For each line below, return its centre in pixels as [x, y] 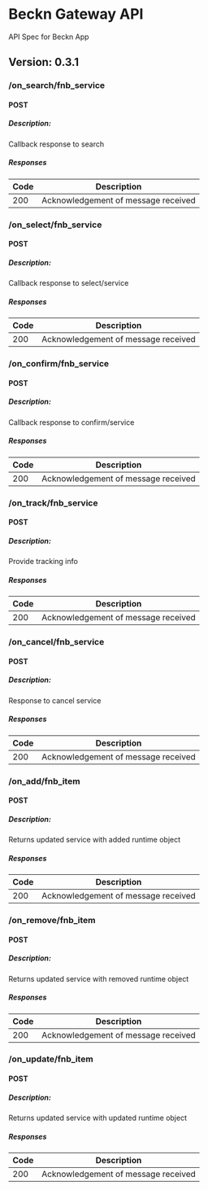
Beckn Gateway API [76, 14]
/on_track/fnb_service [53, 503]
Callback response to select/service [69, 283]
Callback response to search [56, 144]
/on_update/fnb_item [51, 1059]
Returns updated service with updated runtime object [98, 1118]
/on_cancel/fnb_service [56, 642]
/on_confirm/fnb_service [59, 364]
